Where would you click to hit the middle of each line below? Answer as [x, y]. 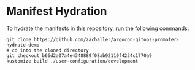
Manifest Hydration [57, 11]
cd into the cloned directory [50, 50]
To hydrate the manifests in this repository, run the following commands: [98, 28]
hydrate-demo [23, 45]
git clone [19, 39]
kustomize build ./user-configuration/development [72, 61]
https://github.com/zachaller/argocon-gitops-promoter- [106, 39]
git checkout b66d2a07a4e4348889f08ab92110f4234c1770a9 [79, 56]
